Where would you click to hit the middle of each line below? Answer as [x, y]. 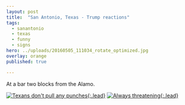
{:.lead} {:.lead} [133, 95]
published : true [26, 61]
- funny [21, 39]
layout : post [22, 12]
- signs [21, 45]
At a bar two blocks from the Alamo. [51, 84]
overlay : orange [26, 56]
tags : [13, 23]
